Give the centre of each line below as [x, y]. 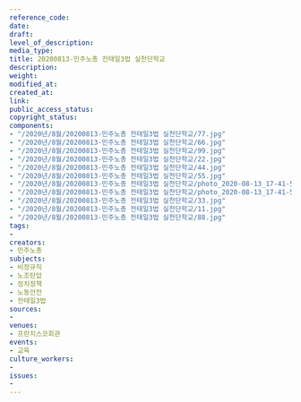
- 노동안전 [26, 292]
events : [24, 342]
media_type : [31, 51]
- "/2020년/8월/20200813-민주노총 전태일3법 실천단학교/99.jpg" [118, 150]
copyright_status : [43, 117]
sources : [26, 309]
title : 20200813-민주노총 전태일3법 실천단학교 [87, 59]
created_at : [31, 92]
